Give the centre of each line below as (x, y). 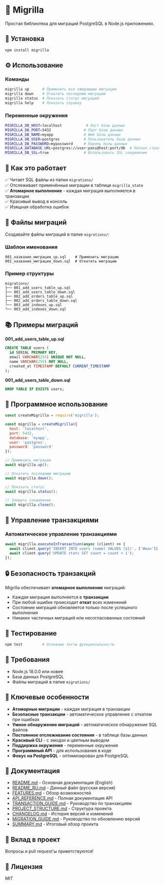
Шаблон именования (31, 247)
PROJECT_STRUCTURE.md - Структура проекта (62, 809)
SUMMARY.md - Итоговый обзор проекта (55, 824)
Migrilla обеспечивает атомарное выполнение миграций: (65, 588)
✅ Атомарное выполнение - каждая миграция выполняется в (70, 191)
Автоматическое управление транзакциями (61, 534)
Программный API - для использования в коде (62, 750)
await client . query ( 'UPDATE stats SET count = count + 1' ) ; (72, 553)
